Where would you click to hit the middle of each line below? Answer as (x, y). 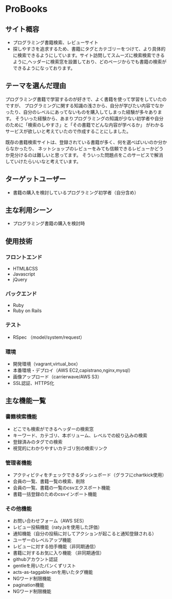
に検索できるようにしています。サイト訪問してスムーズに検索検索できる (89, 55)
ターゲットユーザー (36, 179)
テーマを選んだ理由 (36, 86)
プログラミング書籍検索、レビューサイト (55, 42)
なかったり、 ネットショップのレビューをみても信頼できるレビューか (82, 148)
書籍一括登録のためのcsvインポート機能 (55, 494)
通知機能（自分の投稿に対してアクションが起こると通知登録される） (84, 534)
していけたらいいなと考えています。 (43, 161)
